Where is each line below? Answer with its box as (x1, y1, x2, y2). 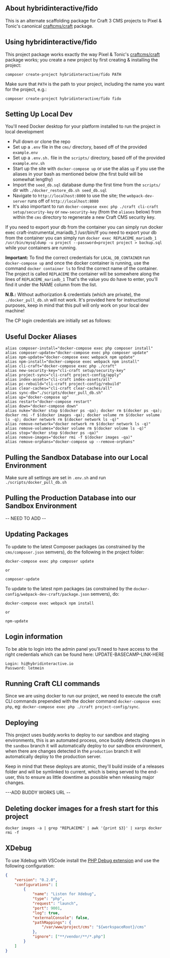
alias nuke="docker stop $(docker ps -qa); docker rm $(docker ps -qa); (5, 408, 162, 414)
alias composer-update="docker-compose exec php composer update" (5, 351, 149, 356)
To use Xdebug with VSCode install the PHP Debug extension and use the (5, 857, 160, 863)
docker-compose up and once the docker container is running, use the (5, 260, 150, 266)
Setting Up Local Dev (5, 110, 73, 119)
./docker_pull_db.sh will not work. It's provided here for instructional (5, 297, 150, 303)
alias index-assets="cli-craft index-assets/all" (5, 377, 113, 382)
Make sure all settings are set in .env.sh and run (5, 475, 106, 481)
